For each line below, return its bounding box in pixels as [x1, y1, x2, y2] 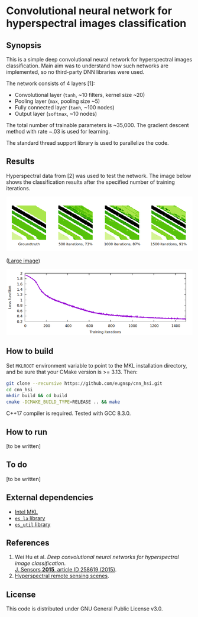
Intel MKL [14, 508, 38, 515]
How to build [6, 346, 54, 356]
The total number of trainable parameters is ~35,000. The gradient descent [6, 122, 189, 128]
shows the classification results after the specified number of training [6, 178, 176, 186]
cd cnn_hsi [6, 387, 33, 392]
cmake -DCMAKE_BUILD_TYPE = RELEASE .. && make [6, 399, 120, 405]
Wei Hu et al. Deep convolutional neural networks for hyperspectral [14, 554, 179, 561]
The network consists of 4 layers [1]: [6, 80, 95, 87]
